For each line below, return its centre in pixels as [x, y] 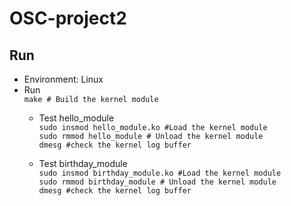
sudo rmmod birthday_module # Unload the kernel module [157, 182]
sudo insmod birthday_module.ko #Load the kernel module [160, 173]
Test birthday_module [83, 163]
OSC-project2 [68, 18]
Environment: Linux [63, 79]
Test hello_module [76, 118]
